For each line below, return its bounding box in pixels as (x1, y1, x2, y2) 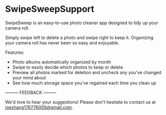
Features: (5, 49, 25, 55)
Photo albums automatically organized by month (12, 59, 111, 65)
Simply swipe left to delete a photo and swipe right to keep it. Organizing (5, 35, 154, 40)
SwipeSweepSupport (5, 3, 95, 15)
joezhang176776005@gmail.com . (5, 104, 73, 110)
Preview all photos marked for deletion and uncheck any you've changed (12, 69, 162, 75)
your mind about (12, 75, 46, 80)
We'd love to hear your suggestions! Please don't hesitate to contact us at (5, 99, 156, 105)
